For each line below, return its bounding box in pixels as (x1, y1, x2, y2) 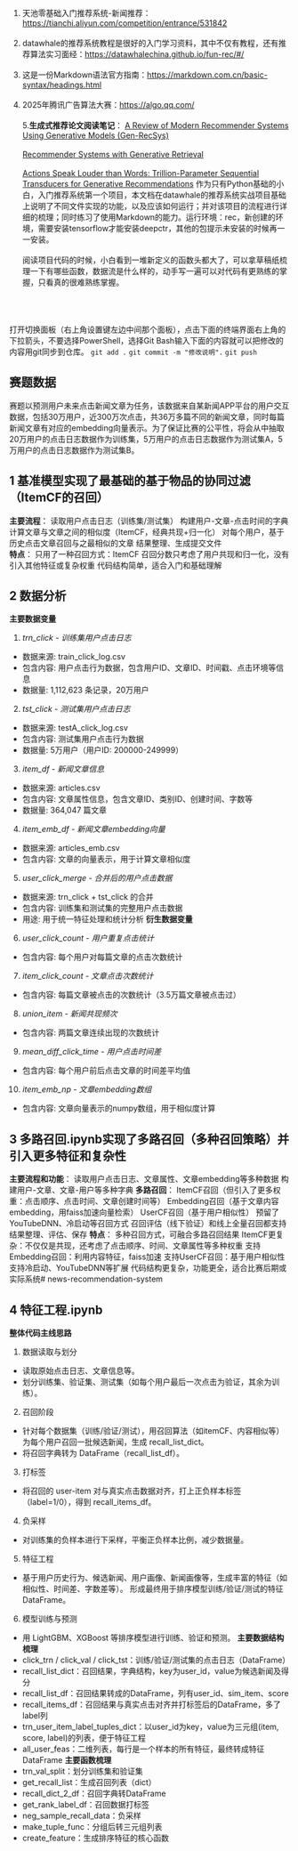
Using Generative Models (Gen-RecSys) (21, 130, 169, 141)
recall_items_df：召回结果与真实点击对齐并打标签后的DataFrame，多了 (21, 1699, 282, 1710)
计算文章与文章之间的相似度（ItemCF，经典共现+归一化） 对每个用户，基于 (9, 526, 285, 537)
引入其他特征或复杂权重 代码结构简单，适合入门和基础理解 (9, 560, 222, 570)
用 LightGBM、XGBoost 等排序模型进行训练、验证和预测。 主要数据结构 (21, 1632, 285, 1644)
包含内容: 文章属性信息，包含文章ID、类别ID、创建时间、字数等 (21, 794, 254, 804)
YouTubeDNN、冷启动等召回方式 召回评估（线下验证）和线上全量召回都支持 (9, 1218, 287, 1229)
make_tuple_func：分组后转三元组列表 (21, 1822, 163, 1832)
